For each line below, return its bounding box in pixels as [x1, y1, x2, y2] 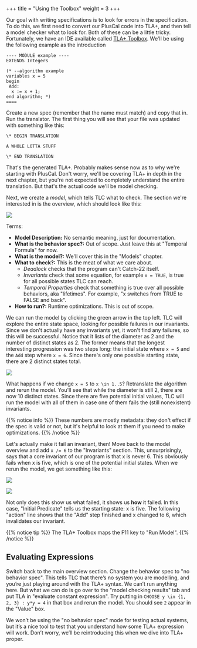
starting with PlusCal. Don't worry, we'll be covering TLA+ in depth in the [6, 170, 182, 177]
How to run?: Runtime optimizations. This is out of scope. [14, 303, 154, 310]
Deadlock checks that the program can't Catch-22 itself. [23, 266, 159, 272]
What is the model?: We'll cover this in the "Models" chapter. [14, 253, 163, 260]
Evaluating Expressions [6, 552, 94, 562]
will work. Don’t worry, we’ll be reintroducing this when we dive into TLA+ [6, 629, 184, 636]
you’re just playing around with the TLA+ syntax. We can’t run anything [6, 580, 178, 587]
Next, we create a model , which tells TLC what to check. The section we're [6, 194, 187, 201]
